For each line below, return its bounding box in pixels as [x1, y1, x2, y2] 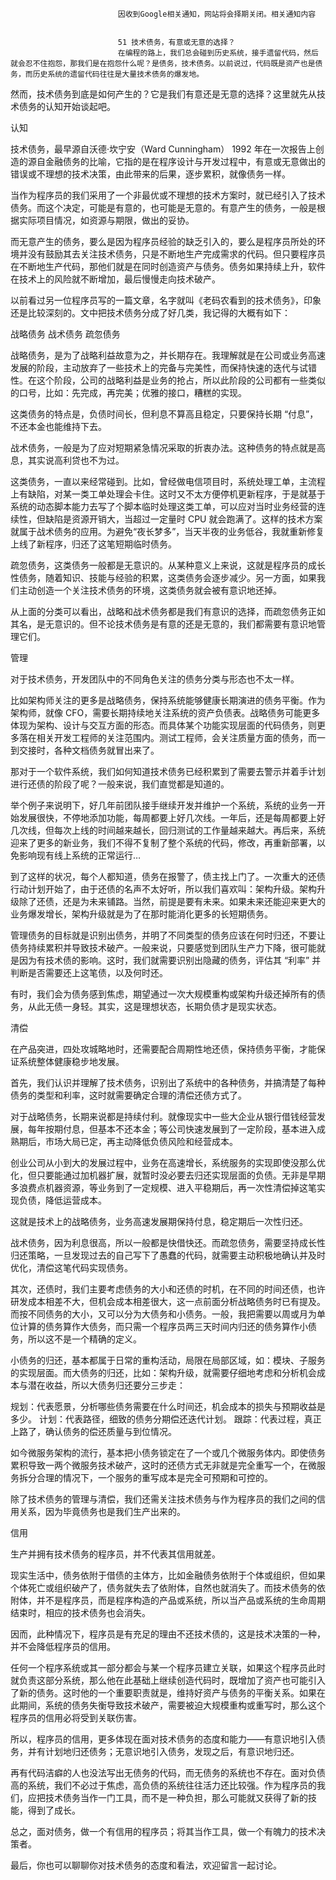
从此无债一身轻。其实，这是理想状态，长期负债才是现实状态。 [27, 1001, 282, 1012]
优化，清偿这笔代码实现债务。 [10, 1262, 133, 1273]
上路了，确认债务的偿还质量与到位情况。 [10, 1426, 177, 1437]
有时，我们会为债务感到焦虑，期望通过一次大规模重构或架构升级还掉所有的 [10, 988, 317, 1000]
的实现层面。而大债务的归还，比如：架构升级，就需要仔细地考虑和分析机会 [10, 1367, 317, 1378]
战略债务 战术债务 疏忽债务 [10, 328, 121, 340]
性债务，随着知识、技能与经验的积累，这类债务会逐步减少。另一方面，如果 [10, 572, 317, 583]
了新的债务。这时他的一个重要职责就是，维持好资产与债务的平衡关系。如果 [10, 1687, 317, 1698]
